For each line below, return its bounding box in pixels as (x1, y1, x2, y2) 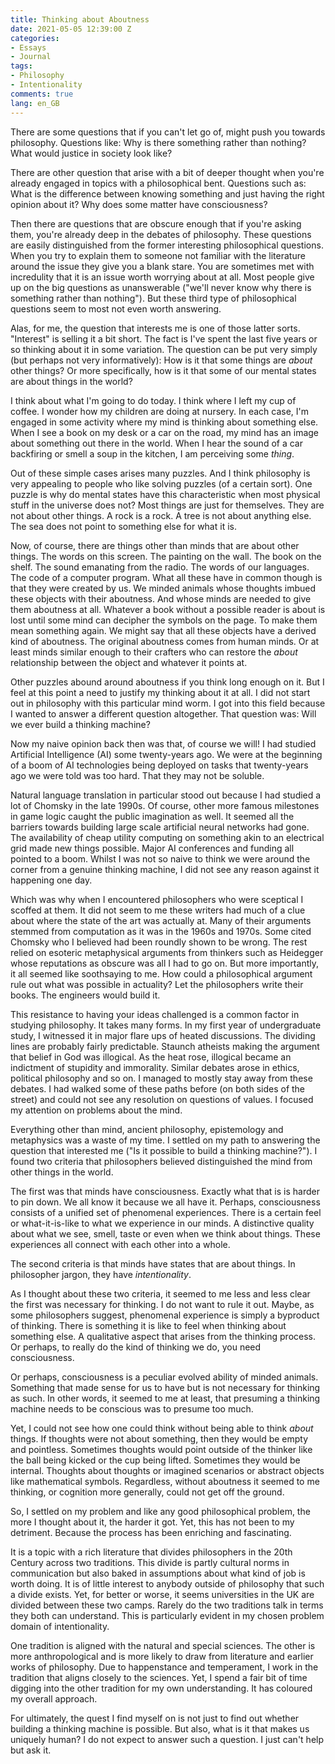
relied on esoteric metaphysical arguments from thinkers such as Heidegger (10, 946, 324, 958)
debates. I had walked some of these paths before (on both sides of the (10, 1082, 306, 1095)
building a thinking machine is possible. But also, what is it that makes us (10, 1722, 310, 1735)
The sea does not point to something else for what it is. (10, 520, 237, 532)
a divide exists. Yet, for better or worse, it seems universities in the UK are (10, 1588, 315, 1600)
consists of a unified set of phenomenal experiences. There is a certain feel (10, 1206, 322, 1218)
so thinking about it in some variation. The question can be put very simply (10, 343, 318, 355)
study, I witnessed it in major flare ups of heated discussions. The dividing (10, 1029, 316, 1041)
